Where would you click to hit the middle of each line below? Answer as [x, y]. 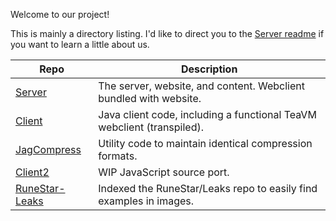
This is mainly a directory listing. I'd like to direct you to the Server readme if [167, 33]
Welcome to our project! [60, 14]
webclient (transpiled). [151, 127]
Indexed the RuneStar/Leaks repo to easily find [208, 188]
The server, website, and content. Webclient [202, 86]
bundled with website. [150, 98]
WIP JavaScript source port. [164, 172]
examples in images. [146, 201]
